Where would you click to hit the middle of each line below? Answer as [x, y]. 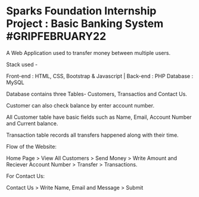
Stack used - [22, 64]
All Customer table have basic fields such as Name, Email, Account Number [99, 117]
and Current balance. [32, 123]
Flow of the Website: [31, 146]
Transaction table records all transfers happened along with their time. [92, 135]
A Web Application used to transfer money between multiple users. [88, 53]
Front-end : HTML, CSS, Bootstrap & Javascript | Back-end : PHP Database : [100, 76]
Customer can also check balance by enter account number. [80, 105]
